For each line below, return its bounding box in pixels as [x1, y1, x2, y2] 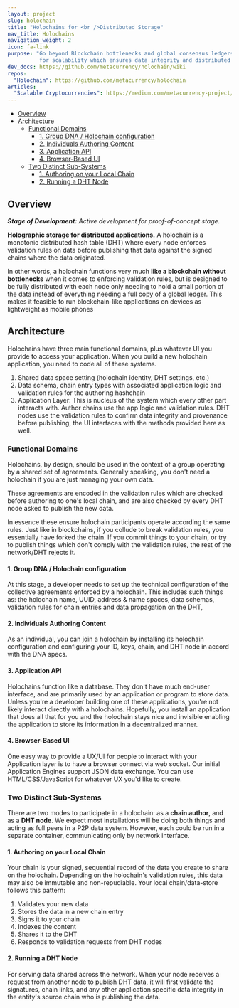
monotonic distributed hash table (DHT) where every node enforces [7, 238, 206, 246]
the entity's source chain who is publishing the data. [7, 992, 161, 1001]
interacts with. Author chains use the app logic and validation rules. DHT [17, 403, 230, 412]
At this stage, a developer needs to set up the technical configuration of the [7, 580, 229, 589]
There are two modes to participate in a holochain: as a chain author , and [7, 809, 224, 817]
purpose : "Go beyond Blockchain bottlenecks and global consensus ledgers [7, 51, 234, 58]
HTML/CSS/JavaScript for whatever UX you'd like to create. [7, 775, 183, 783]
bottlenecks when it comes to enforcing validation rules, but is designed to [7, 275, 228, 283]
